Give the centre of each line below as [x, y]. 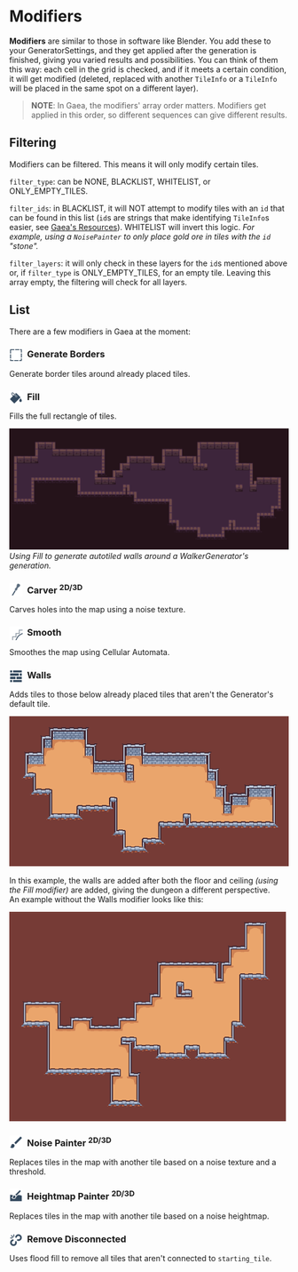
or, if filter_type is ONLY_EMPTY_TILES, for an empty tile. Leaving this [140, 272]
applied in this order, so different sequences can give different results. [159, 115]
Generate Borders [66, 355]
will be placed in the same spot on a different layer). [104, 88]
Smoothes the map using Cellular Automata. [90, 652]
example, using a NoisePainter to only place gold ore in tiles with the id [140, 236]
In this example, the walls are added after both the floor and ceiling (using [144, 880]
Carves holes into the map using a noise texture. [98, 610]
